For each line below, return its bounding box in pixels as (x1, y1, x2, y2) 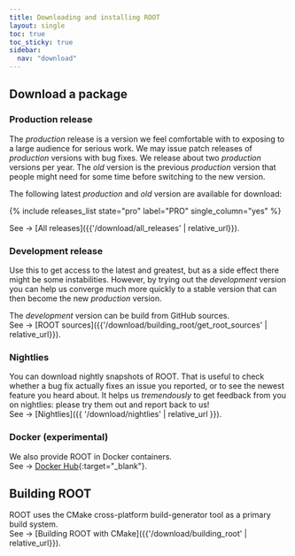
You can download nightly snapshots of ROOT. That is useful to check (9, 371, 265, 382)
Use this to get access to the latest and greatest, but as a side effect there (9, 265, 280, 275)
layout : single (9, 21, 66, 30)
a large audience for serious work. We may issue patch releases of (9, 143, 252, 153)
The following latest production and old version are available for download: (9, 188, 283, 199)
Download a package (9, 87, 128, 102)
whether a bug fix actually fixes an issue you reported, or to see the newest (9, 381, 285, 391)
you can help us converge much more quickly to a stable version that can (9, 283, 277, 294)
